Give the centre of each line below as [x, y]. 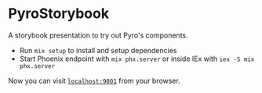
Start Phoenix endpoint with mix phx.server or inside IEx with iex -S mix [137, 59]
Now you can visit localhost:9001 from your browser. [94, 80]
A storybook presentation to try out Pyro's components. [98, 35]
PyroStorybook [59, 14]
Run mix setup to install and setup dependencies [98, 50]
